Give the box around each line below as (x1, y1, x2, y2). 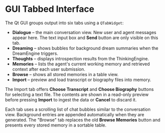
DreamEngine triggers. (12, 50, 58, 56)
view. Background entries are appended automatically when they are (5, 111, 144, 117)
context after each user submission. (12, 66, 85, 72)
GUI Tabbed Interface (5, 3, 95, 15)
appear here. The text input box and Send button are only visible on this (12, 35, 159, 41)
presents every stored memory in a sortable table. (5, 122, 107, 128)
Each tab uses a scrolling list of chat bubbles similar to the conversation (5, 106, 151, 112)
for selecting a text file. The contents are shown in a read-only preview (5, 91, 149, 97)
